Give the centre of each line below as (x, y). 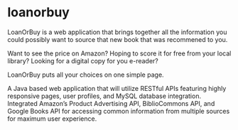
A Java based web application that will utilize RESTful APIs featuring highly (117, 88)
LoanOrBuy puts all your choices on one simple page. (86, 75)
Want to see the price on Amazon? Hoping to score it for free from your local (119, 53)
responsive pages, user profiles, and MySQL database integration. (104, 96)
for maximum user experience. (52, 119)
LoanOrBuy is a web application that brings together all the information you (117, 32)
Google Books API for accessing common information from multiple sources (119, 111)
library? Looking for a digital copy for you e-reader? (83, 60)
